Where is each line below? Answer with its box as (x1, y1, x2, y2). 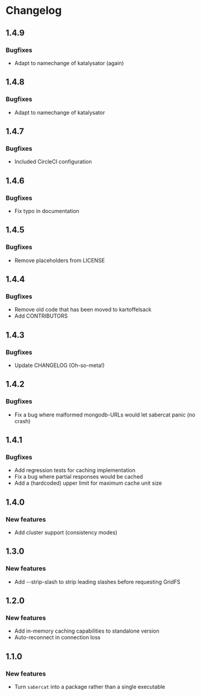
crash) (14, 417, 31, 424)
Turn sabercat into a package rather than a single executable (14, 683, 165, 691)
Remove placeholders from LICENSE (14, 257, 105, 264)
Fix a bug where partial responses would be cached (14, 473, 143, 480)
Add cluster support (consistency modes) (14, 529, 118, 536)
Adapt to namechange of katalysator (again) (14, 59, 124, 66)
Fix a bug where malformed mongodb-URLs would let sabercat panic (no (14, 411, 196, 418)
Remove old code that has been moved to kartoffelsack (14, 306, 152, 313)
